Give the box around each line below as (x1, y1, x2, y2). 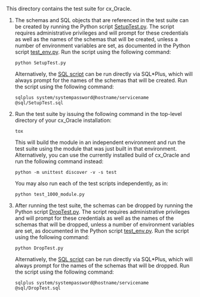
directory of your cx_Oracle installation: (14, 117, 112, 124)
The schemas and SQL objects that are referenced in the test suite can (14, 17, 189, 23)
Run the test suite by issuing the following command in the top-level (14, 111, 182, 117)
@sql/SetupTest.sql (14, 100, 64, 106)
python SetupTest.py (14, 60, 66, 66)
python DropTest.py (14, 245, 64, 251)
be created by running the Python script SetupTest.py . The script (14, 23, 174, 30)
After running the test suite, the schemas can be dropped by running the (14, 202, 193, 209)
